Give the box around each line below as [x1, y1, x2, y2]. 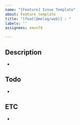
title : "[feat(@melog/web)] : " [5, 16, 71, 21]
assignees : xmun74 [5, 26, 43, 31]
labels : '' [5, 21, 27, 26]
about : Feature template [5, 12, 56, 17]
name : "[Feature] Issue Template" [5, 7, 76, 12]
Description [5, 48, 42, 57]
